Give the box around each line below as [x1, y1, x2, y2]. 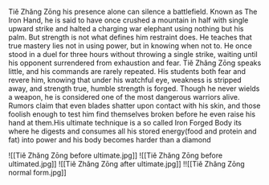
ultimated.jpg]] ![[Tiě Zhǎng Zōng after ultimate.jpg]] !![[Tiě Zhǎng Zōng [8, 159, 245, 168]
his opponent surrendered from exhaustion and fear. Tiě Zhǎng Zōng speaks [8, 58, 262, 68]
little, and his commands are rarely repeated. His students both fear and [8, 67, 247, 76]
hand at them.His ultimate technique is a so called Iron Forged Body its [8, 118, 243, 127]
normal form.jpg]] [8, 168, 67, 177]
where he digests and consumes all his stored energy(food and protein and [8, 126, 257, 136]
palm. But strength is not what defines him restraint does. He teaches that [8, 32, 253, 42]
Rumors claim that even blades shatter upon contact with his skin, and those [8, 101, 261, 110]
